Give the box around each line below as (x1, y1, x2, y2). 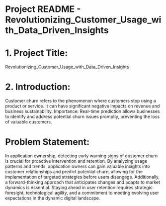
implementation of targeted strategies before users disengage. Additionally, (5, 174, 160, 180)
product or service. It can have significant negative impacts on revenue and (5, 103, 160, 109)
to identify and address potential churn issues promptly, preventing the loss (5, 113, 160, 120)
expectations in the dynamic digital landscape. (5, 195, 100, 201)
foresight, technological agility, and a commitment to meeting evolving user (5, 190, 160, 196)
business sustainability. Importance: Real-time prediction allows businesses (5, 108, 160, 114)
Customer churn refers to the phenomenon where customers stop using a (5, 98, 157, 104)
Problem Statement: (5, 136, 90, 148)
